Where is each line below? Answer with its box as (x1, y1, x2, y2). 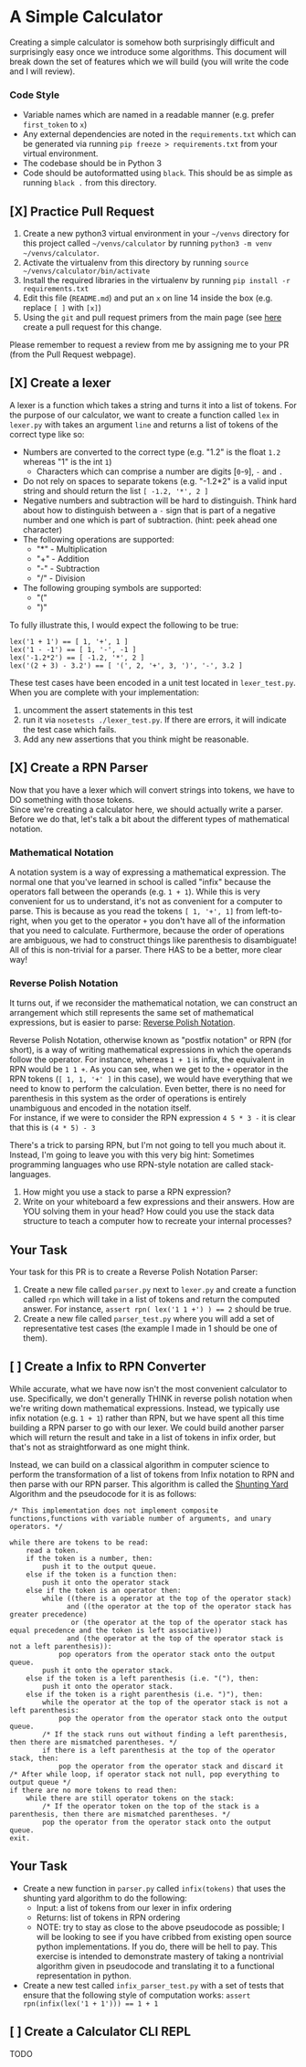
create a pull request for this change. (22, 322, 163, 332)
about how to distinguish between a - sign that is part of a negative (22, 504, 276, 515)
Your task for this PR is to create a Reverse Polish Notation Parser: (9, 1267, 259, 1278)
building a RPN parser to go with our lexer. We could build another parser (9, 1422, 285, 1433)
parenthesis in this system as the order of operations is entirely (9, 1093, 247, 1104)
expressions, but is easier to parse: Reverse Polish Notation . (9, 1017, 236, 1028)
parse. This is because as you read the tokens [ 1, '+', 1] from (9, 905, 254, 916)
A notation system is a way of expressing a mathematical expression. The (9, 866, 286, 878)
